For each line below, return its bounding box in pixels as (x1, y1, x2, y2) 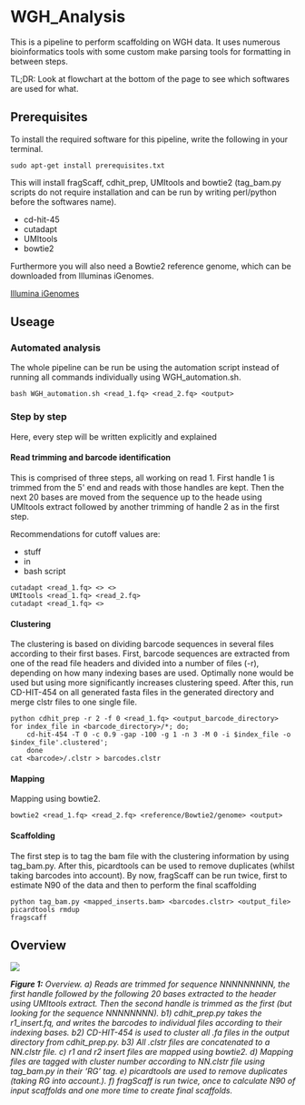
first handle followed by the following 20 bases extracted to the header (10, 988, 277, 999)
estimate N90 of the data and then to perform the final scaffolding (10, 879, 257, 890)
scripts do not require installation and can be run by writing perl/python (10, 187, 277, 198)
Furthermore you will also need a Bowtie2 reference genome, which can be (10, 260, 291, 271)
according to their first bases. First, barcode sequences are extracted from (10, 648, 290, 659)
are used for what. (10, 83, 79, 94)
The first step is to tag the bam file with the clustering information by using (10, 850, 290, 861)
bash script (23, 565, 66, 576)
